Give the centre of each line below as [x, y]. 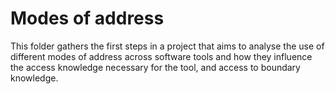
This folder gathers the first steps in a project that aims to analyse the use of [167, 46]
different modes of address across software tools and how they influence [161, 56]
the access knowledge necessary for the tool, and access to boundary [155, 67]
